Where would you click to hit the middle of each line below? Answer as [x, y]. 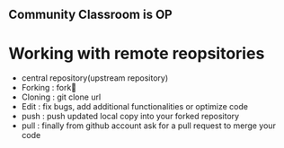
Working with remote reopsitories [137, 53]
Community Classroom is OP [90, 15]
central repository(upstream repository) [94, 78]
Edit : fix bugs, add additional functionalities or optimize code [135, 107]
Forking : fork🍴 [49, 88]
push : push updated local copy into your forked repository [130, 117]
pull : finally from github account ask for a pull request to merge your [148, 126]
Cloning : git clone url [61, 97]
